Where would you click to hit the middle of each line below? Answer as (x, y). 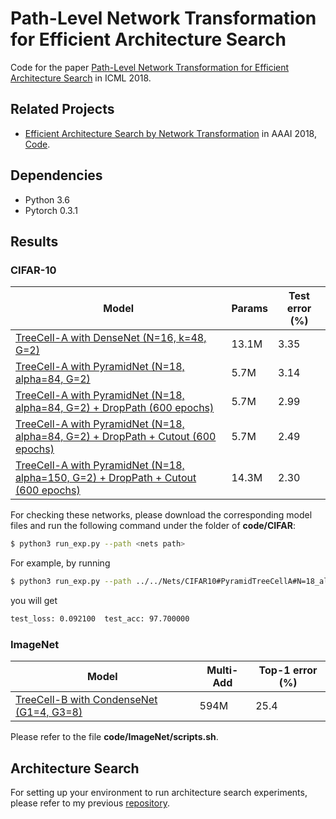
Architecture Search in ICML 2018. (81, 78)
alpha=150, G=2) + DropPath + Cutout (106, 478)
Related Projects (62, 109)
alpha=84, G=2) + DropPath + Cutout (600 (116, 437)
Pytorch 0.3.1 (51, 210)
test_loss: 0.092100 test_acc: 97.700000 (100, 619)
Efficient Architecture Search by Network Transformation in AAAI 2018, (170, 133)
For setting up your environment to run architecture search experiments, (159, 792)
